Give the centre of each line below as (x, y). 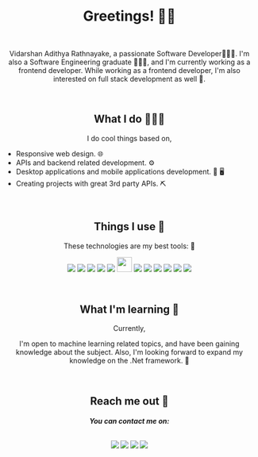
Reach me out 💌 (129, 401)
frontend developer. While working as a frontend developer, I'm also (129, 70)
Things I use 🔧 (129, 227)
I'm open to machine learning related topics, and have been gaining (129, 344)
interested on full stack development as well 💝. (129, 79)
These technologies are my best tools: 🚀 (129, 246)
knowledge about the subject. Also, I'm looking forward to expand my (129, 352)
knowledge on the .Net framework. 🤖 (129, 361)
